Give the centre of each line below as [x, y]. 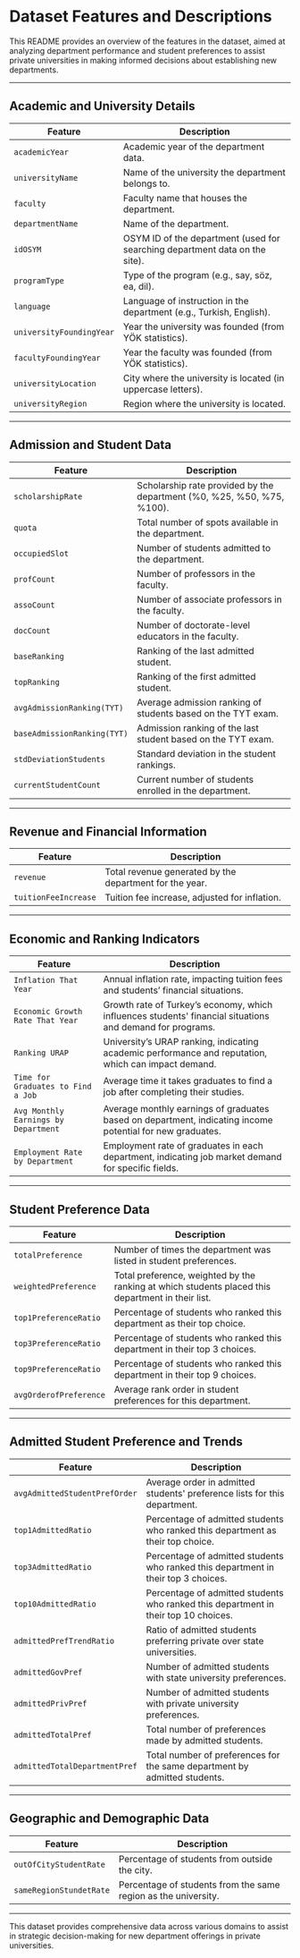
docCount [32, 631]
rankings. [156, 765]
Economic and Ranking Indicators [105, 939]
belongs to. [147, 183]
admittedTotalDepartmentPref [75, 1766]
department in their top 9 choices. [185, 1375]
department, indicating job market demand [192, 1157]
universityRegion [50, 403]
